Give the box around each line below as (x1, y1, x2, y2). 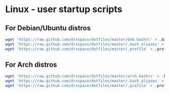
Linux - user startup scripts (5, 4, 122, 15)
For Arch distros (5, 61, 57, 69)
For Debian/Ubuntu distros (5, 24, 91, 32)
